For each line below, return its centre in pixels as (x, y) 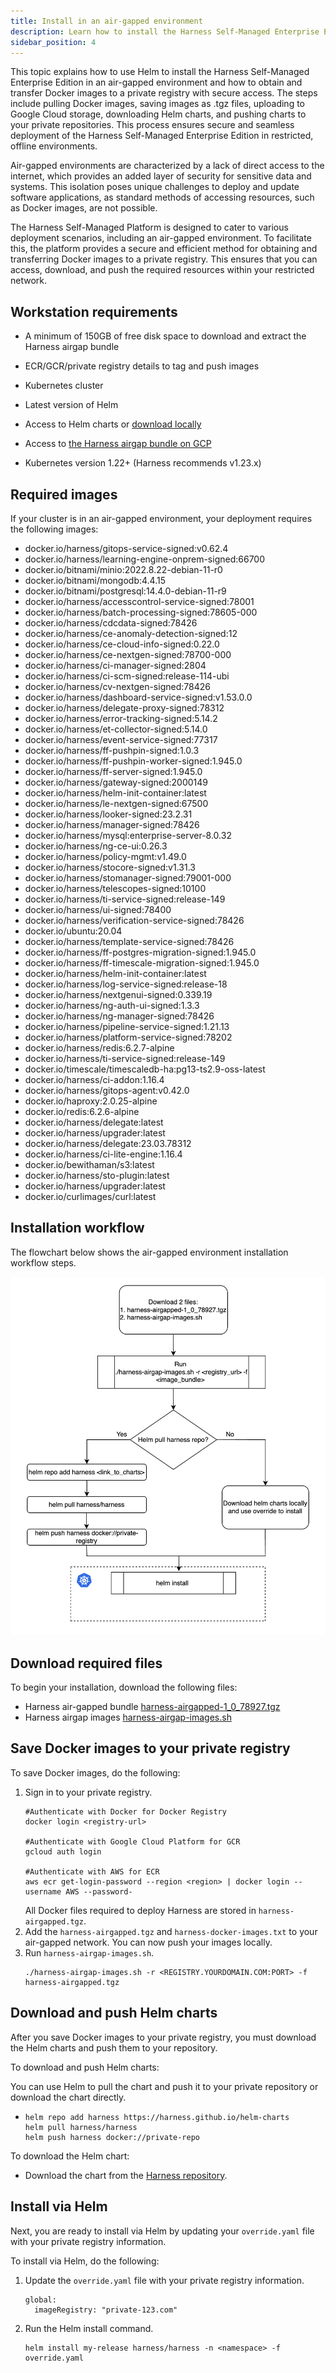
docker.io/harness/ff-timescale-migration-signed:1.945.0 (142, 963)
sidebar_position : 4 (53, 42)
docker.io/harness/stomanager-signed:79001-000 (128, 878)
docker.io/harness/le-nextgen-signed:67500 (116, 803)
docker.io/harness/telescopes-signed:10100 (115, 888)
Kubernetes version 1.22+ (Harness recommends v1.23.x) (143, 463)
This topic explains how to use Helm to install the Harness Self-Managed (160, 72)
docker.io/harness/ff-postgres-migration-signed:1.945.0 (140, 952)
